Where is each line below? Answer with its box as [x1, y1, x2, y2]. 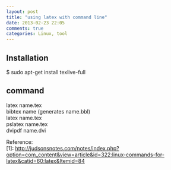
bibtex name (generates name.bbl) [6, 108, 91, 115]
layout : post [6, 8, 39, 15]
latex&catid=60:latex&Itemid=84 [6, 157, 85, 164]
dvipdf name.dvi [6, 127, 46, 134]
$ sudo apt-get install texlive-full [6, 68, 86, 75]
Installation [6, 53, 49, 63]
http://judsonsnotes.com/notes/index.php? [14, 144, 120, 152]
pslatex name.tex [6, 120, 48, 128]
